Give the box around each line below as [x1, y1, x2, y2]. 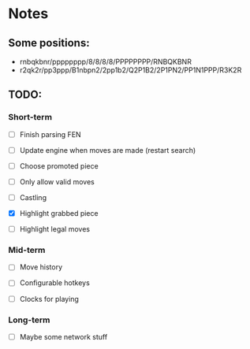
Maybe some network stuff [19, 332, 108, 341]
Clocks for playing [19, 294, 79, 303]
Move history [19, 262, 63, 272]
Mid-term [8, 245, 46, 256]
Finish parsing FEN [19, 129, 81, 139]
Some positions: [8, 36, 90, 50]
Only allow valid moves [19, 176, 95, 186]
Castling [19, 192, 47, 202]
